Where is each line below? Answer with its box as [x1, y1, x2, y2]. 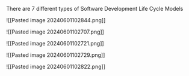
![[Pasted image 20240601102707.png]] [6, 28, 104, 35]
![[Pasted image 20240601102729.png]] [6, 51, 105, 59]
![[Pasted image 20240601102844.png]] [6, 17, 106, 23]
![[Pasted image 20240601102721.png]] [6, 40, 104, 47]
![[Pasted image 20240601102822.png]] [6, 63, 105, 70]
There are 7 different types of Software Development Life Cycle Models [6, 5, 184, 12]
